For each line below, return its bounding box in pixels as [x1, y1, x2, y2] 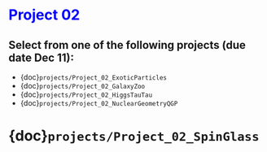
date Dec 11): [8, 50, 75, 64]
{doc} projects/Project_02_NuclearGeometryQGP [20, 98, 178, 107]
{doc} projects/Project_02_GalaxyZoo [20, 81, 145, 90]
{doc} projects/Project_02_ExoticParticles [20, 72, 167, 82]
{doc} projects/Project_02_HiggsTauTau [20, 89, 153, 99]
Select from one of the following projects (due [8, 38, 247, 52]
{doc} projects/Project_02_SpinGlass [8, 127, 260, 145]
